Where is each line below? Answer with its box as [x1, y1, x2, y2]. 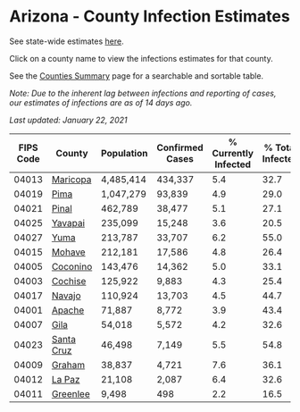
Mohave [51, 246, 87, 258]
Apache [51, 304, 85, 316]
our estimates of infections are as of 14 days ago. [9, 97, 193, 108]
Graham [51, 358, 86, 371]
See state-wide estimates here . [9, 36, 124, 46]
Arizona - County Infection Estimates [9, 6, 290, 27]
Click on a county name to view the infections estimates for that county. [9, 53, 274, 63]
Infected [213, 158, 252, 171]
